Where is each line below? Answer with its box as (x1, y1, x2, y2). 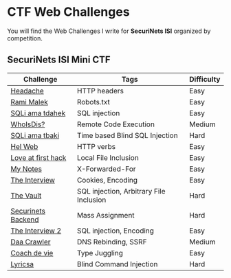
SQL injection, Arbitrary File (76, 186, 166, 196)
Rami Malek (10, 97, 48, 106)
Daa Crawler (10, 237, 51, 246)
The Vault (10, 190, 42, 200)
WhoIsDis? (10, 119, 45, 129)
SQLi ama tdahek (10, 108, 66, 117)
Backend (10, 214, 39, 224)
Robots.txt (76, 97, 110, 106)
